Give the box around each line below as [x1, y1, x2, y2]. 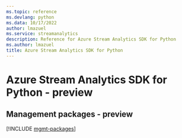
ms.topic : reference [6, 8, 58, 15]
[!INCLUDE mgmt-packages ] [6, 125, 76, 132]
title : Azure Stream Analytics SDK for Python [6, 48, 123, 54]
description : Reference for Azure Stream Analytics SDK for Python [6, 36, 177, 42]
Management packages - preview [6, 109, 133, 120]
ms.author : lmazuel [6, 42, 55, 48]
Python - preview [6, 86, 93, 99]
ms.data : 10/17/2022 [6, 20, 58, 26]
